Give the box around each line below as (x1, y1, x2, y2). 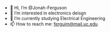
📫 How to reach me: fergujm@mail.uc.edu (9, 21, 98, 27)
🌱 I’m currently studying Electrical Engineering (9, 15, 105, 21)
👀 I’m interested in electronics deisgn (9, 10, 86, 16)
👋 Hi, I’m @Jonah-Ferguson (9, 5, 67, 10)
